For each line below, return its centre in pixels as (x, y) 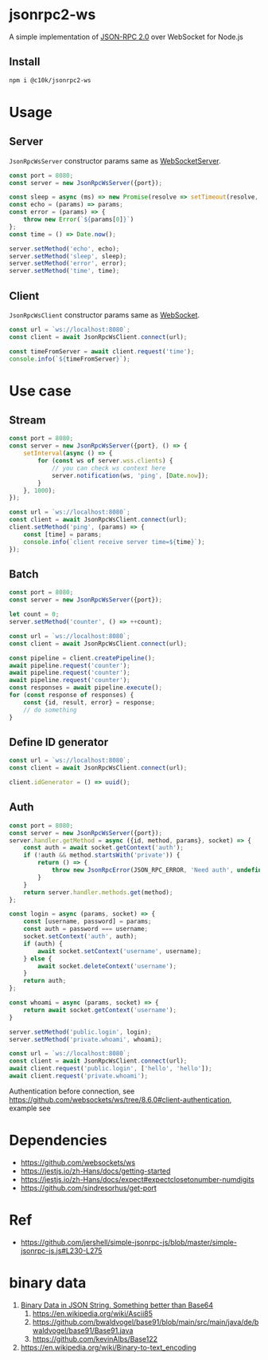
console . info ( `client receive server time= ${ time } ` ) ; (114, 542)
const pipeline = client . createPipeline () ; (82, 658)
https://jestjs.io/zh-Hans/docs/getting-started (95, 1171)
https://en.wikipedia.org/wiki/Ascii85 (93, 1313)
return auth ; (45, 981)
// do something (50, 710)
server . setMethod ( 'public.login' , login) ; (80, 1032)
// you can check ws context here (109, 468)
